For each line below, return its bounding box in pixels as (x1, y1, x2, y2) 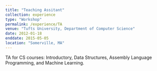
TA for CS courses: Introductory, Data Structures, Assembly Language (5, 54, 152, 60)
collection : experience (5, 12, 56, 17)
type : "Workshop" (5, 17, 42, 22)
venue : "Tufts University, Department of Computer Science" (5, 26, 136, 31)
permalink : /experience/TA (5, 21, 62, 27)
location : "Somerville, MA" (5, 41, 65, 46)
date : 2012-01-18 (5, 31, 42, 36)
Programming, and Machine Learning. (5, 59, 85, 66)
